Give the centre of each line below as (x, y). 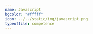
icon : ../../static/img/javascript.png (47, 19)
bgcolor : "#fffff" (24, 14)
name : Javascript (23, 10)
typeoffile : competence (30, 24)
